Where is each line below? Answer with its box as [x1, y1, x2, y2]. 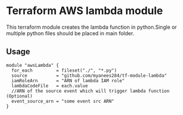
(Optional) [6, 93, 33, 99]
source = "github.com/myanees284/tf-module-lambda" [11, 72, 167, 79]
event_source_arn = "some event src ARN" [11, 98, 115, 104]
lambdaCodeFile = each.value [11, 83, 88, 89]
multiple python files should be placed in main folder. [6, 29, 134, 36]
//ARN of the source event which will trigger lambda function [11, 88, 169, 94]
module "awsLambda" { [6, 62, 59, 68]
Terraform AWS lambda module [6, 4, 163, 18]
